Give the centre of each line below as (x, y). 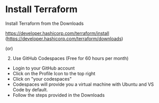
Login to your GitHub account (44, 68)
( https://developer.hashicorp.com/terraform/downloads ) (64, 39)
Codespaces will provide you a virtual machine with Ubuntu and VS (83, 84)
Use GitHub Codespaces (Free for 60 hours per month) (71, 58)
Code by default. (30, 89)
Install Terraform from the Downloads (45, 23)
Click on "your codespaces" (42, 79)
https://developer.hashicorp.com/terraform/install (57, 33)
